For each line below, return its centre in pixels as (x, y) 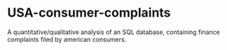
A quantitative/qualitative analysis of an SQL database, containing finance (114, 32)
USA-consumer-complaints (89, 13)
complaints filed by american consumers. (67, 39)
